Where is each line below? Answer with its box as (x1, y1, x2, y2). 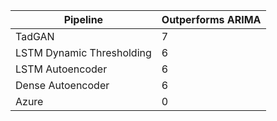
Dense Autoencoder (15, 79, 110, 92)
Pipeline (63, 13, 104, 26)
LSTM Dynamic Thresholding (15, 46, 152, 59)
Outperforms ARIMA (161, 13, 262, 26)
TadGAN (15, 30, 55, 43)
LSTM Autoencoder (15, 62, 108, 76)
